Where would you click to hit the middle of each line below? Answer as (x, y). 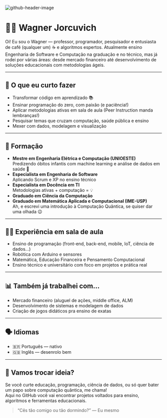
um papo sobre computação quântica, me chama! (56, 390)
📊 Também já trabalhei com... (52, 286)
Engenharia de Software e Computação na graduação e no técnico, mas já (81, 54)
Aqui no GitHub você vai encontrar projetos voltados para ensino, (72, 395)
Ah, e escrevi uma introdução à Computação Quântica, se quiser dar (83, 206)
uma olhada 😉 (27, 211)
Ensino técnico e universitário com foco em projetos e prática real (80, 265)
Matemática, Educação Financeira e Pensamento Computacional (79, 260)
